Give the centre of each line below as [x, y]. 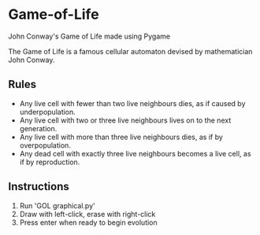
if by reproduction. [50, 162]
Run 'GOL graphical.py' [58, 205]
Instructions [39, 187]
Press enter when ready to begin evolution [88, 222]
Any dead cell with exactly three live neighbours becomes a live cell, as [135, 153]
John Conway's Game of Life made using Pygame [89, 36]
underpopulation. [48, 112]
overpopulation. [45, 145]
